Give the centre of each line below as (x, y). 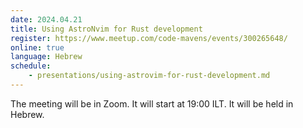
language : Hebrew (46, 57)
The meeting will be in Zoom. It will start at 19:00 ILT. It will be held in (152, 103)
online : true (37, 47)
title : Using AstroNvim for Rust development (106, 29)
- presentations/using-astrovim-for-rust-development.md (149, 76)
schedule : (31, 66)
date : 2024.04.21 (46, 19)
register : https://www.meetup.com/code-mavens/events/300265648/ (149, 38)
